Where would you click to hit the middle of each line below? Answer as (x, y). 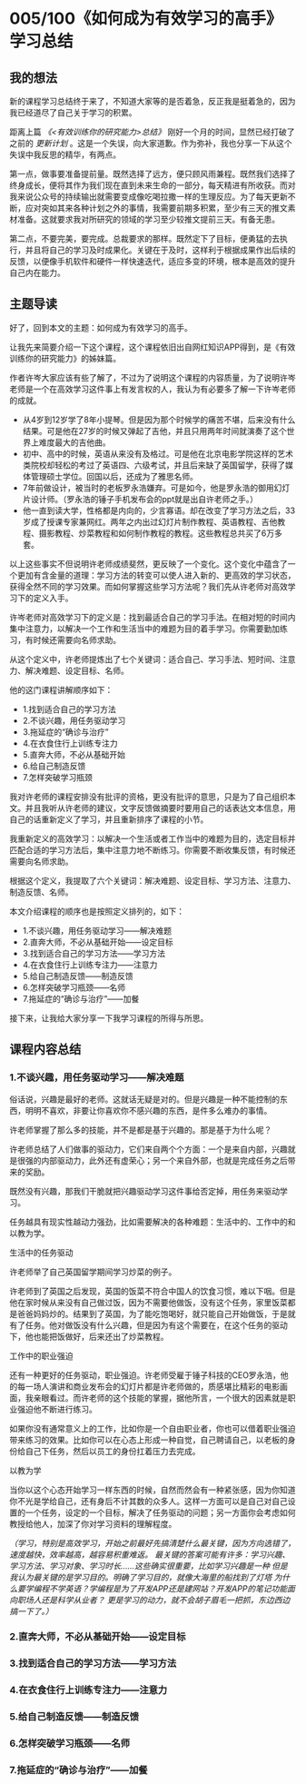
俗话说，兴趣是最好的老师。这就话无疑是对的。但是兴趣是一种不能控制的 (144, 1099)
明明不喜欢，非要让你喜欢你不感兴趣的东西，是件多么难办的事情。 (148, 1110)
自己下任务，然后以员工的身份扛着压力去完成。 (113, 1451)
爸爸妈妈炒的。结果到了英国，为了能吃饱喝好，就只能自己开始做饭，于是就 (156, 1313)
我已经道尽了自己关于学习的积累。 (73, 113)
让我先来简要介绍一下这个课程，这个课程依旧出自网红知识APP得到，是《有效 (153, 347)
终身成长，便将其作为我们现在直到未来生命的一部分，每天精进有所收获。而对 (153, 185)
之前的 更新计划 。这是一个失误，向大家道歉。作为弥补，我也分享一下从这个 (151, 143)
